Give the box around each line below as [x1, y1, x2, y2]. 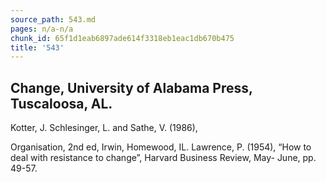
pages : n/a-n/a [10, 24, 74, 34]
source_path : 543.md [10, 14, 97, 25]
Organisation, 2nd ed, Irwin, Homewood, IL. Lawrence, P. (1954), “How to [10, 141, 312, 153]
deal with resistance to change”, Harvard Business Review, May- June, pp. [10, 152, 317, 164]
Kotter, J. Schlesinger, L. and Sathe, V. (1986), [10, 122, 198, 134]
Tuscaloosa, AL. [10, 95, 113, 112]
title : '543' [10, 42, 65, 53]
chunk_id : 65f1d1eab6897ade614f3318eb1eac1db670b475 [10, 33, 235, 43]
